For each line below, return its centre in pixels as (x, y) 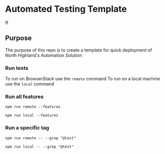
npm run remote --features (33, 107)
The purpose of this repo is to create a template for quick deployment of (79, 50)
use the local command (30, 84)
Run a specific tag (27, 128)
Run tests (17, 68)
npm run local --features (32, 116)
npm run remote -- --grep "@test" (41, 138)
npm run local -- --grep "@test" (40, 147)
